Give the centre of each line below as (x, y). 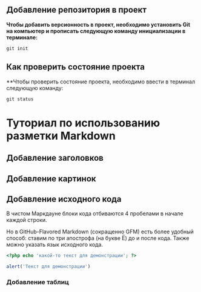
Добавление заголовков (55, 158)
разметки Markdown (61, 136)
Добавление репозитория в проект (77, 10)
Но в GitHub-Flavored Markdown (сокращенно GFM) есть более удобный (100, 232)
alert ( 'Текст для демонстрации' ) (48, 267)
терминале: (22, 37)
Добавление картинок (51, 179)
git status (20, 99)
